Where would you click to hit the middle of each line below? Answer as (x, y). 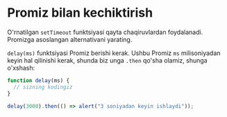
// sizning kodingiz (43, 87)
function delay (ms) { (39, 80)
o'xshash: (21, 68)
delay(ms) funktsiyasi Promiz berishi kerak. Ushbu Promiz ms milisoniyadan (114, 53)
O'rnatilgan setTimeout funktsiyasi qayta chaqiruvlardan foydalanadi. (105, 32)
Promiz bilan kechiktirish (80, 13)
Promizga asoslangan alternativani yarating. (70, 39)
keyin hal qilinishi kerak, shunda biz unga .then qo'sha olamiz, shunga (107, 60)
